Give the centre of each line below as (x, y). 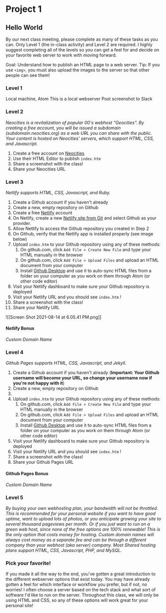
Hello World (24, 28)
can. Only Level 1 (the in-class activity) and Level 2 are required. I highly (79, 45)
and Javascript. (22, 143)
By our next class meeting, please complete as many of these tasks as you (82, 39)
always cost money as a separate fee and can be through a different (76, 540)
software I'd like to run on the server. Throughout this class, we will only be (82, 595)
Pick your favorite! (28, 563)
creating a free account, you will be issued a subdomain (63, 128)
